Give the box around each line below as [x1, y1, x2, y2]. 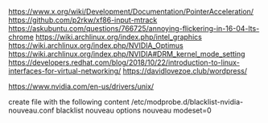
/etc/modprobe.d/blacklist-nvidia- [131, 97, 244, 106]
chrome [8, 32, 35, 42]
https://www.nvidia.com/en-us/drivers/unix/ [8, 81, 155, 91]
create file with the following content [8, 97, 130, 106]
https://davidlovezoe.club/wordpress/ [122, 66, 248, 75]
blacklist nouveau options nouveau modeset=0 [56, 105, 212, 115]
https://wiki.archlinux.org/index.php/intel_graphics [35, 32, 203, 42]
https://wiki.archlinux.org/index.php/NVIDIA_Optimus [8, 41, 183, 50]
